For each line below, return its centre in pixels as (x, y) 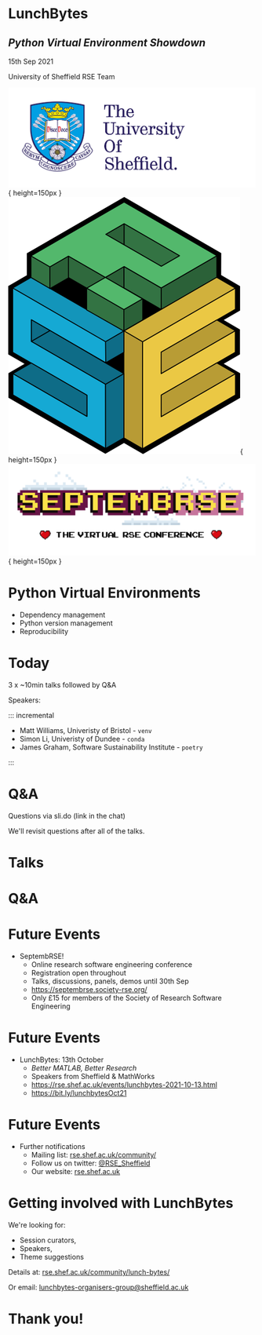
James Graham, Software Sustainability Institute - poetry (111, 747)
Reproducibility (44, 631)
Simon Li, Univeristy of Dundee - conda (82, 739)
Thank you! (46, 1319)
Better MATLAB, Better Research (84, 1068)
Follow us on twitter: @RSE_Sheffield (91, 1163)
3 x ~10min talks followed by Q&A (62, 684)
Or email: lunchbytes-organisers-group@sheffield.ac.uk (98, 1287)
